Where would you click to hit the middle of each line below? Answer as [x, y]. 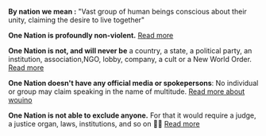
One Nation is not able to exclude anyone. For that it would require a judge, [132, 115]
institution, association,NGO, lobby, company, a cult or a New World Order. [130, 59]
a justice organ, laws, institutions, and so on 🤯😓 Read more [104, 124]
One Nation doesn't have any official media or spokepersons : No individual [133, 83]
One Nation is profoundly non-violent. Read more [91, 35]
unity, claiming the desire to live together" [77, 20]
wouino [20, 100]
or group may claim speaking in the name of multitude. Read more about [127, 91]
